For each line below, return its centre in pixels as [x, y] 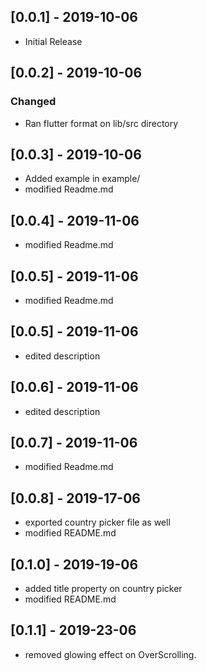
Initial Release [53, 41]
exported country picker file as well [97, 522]
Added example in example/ [82, 179]
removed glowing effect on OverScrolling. [110, 654]
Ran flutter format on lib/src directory [101, 123]
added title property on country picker [103, 588]
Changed [33, 102]
